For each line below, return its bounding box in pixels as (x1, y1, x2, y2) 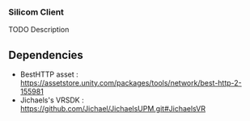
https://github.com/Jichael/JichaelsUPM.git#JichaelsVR (19, 104, 206, 114)
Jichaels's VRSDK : (19, 95, 84, 105)
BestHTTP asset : (19, 69, 78, 79)
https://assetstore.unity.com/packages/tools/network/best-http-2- (19, 78, 243, 88)
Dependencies (8, 48, 83, 62)
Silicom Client (8, 6, 65, 18)
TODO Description (8, 25, 70, 35)
